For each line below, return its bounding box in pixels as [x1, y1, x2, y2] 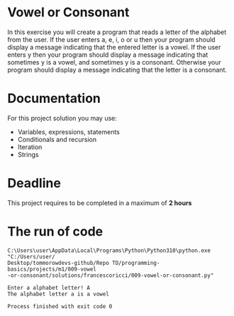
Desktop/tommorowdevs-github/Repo [7, 259, 110, 266]
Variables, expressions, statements [17, 127, 121, 136]
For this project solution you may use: [7, 114, 117, 122]
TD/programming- [112, 259, 160, 266]
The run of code [7, 224, 104, 239]
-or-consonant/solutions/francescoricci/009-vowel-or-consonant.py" [7, 271, 214, 279]
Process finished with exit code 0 [7, 303, 113, 310]
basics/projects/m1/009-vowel [7, 266, 97, 273]
